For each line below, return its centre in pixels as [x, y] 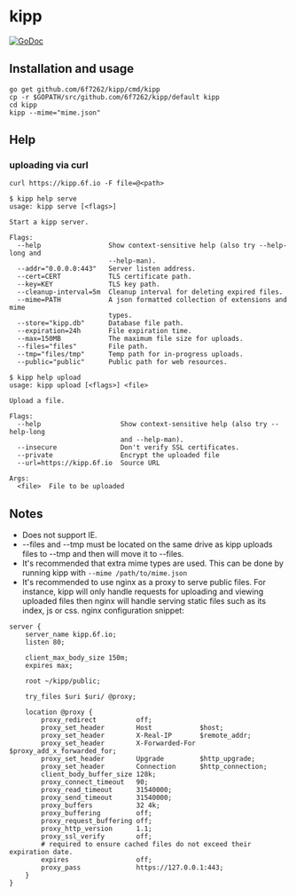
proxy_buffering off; [97, 813]
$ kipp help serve [43, 199]
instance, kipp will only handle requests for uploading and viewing [143, 591]
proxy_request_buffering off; [97, 821]
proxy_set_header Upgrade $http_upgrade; [148, 759]
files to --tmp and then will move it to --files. [103, 554]
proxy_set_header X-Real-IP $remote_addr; [146, 736]
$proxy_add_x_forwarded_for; [63, 751]
